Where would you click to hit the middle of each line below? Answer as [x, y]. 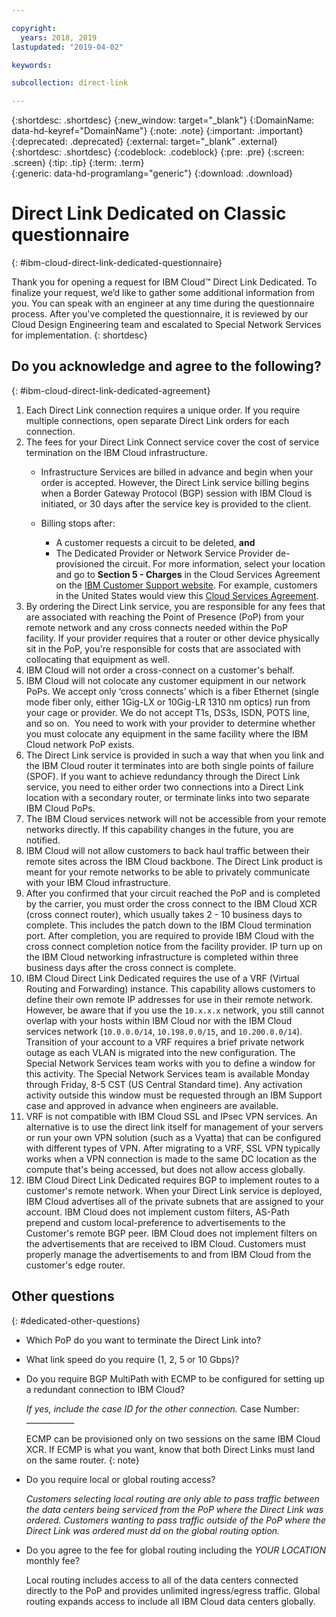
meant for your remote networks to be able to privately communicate [168, 872]
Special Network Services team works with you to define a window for [170, 1063]
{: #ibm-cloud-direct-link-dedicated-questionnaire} [117, 263]
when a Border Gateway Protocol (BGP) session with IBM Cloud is [176, 493]
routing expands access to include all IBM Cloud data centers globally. [170, 1601]
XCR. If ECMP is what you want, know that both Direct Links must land [170, 1449]
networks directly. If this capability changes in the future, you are [159, 829]
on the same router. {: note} [82, 1460]
